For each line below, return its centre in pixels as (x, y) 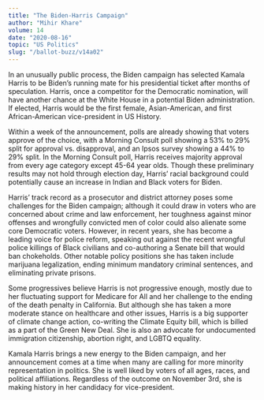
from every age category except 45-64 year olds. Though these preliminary (131, 165)
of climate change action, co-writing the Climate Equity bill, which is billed (128, 321)
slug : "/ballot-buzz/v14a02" (56, 52)
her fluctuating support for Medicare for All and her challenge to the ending (130, 296)
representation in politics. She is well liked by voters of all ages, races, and (129, 370)
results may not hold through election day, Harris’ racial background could (128, 174)
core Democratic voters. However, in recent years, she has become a (121, 231)
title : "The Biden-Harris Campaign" (68, 15)
